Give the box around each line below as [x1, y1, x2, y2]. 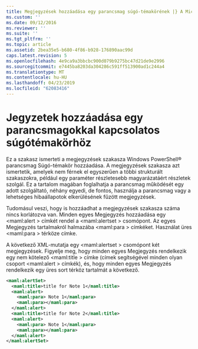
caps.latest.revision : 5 [6, 53, 67, 58]
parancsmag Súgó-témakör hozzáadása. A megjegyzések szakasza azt [6, 162, 180, 169]
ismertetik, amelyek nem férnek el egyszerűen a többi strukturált [6, 168, 163, 175]
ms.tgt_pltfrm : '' [6, 36, 51, 42]
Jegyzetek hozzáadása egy [6, 111, 143, 125]
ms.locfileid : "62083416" [6, 86, 70, 92]
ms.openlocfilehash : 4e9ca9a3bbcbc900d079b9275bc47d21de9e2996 [6, 58, 165, 64]
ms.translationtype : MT [6, 69, 65, 75]
